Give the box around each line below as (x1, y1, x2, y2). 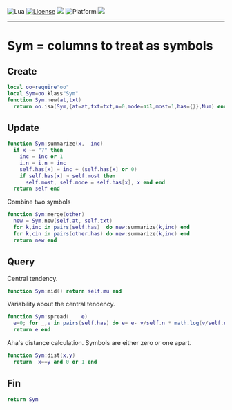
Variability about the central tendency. (7, 300, 115, 309)
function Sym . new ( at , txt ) (7, 97, 81, 104)
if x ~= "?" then (13, 147, 64, 154)
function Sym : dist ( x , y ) (7, 352, 76, 359)
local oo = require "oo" (7, 84, 70, 90)
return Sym (7, 396, 39, 403)
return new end (13, 237, 57, 244)
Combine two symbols (7, 197, 71, 206)
